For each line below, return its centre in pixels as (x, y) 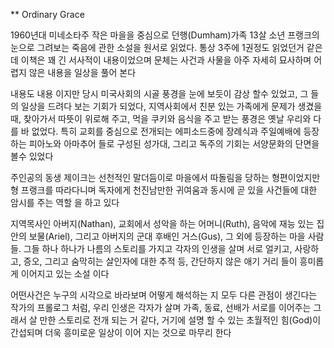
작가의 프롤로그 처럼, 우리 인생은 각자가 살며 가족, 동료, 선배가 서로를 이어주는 (161, 307)
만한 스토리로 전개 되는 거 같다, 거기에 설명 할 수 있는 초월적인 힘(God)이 (180, 320)
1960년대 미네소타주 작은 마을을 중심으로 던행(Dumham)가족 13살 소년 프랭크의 (165, 35)
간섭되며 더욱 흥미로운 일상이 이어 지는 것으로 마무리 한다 (121, 332)
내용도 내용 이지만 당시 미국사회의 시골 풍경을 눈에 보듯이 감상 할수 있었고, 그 (159, 93)
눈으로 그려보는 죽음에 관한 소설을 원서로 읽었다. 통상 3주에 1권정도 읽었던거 (157, 47)
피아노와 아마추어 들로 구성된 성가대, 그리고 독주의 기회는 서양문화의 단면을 (174, 143)
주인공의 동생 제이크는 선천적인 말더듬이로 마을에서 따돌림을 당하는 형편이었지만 (165, 177)
